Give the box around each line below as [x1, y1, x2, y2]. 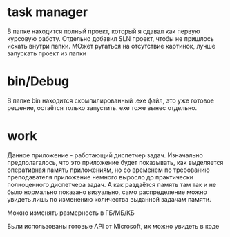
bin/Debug [7, 73, 70, 89]
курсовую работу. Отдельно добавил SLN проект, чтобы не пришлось [7, 34, 214, 42]
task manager [7, 4, 88, 20]
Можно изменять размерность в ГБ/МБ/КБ [7, 209, 135, 217]
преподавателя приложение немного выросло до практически [7, 173, 193, 181]
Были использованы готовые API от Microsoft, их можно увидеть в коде [7, 222, 220, 230]
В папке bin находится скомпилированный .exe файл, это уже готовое [7, 96, 214, 105]
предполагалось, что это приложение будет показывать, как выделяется [7, 158, 224, 166]
